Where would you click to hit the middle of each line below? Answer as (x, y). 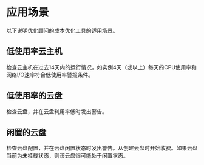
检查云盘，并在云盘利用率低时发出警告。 (57, 111)
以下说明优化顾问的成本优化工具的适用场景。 (62, 30)
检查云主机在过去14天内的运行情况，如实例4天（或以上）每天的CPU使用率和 (102, 67)
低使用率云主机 (34, 51)
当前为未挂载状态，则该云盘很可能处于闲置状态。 (67, 156)
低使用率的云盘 (34, 96)
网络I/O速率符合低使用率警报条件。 (50, 75)
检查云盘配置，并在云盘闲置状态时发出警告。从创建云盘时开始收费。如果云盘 (102, 148)
